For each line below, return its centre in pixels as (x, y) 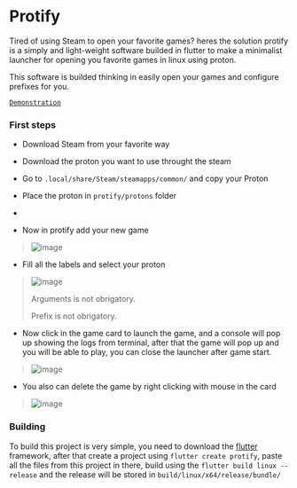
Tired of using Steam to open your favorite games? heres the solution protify (149, 41)
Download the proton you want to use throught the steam (127, 161)
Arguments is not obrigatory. (83, 299)
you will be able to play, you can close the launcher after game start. (147, 352)
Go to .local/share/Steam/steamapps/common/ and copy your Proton (145, 178)
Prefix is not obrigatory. (74, 316)
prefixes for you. (39, 86)
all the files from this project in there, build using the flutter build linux (143, 465)
